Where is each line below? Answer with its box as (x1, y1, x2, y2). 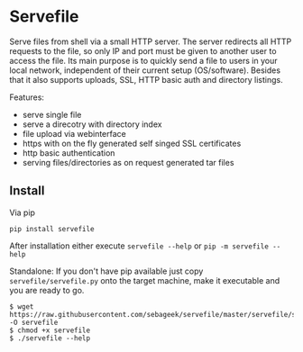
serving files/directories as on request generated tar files (22, 157, 234, 167)
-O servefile (9, 318, 59, 327)
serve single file (22, 109, 82, 120)
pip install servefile (9, 224, 95, 233)
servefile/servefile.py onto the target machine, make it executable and (9, 275, 280, 285)
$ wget (9, 302, 34, 311)
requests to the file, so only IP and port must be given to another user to (9, 45, 277, 56)
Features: (9, 92, 45, 103)
